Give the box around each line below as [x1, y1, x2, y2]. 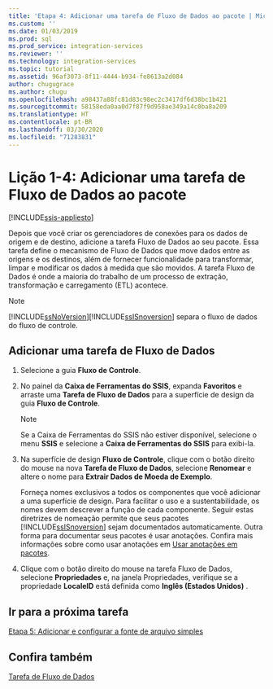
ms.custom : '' [8, 20, 57, 28]
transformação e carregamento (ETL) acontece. [8, 280, 169, 290]
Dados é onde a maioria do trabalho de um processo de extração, [8, 271, 229, 281]
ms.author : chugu [8, 87, 67, 96]
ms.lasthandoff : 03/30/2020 [8, 125, 104, 134]
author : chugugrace [8, 80, 75, 88]
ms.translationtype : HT [8, 111, 89, 119]
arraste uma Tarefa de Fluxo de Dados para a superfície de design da [19, 390, 254, 400]
